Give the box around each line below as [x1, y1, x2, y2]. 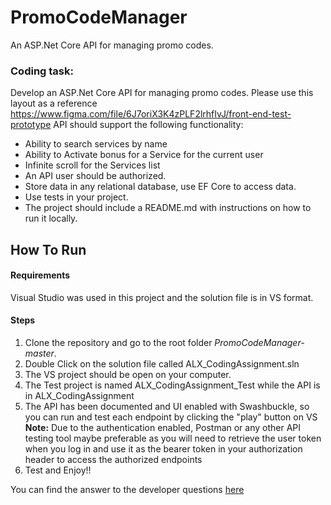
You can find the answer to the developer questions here [10, 484, 245, 496]
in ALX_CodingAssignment [24, 390, 135, 402]
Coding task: [10, 64, 74, 78]
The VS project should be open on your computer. [24, 369, 232, 381]
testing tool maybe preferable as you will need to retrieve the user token [24, 432, 322, 445]
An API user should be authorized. [24, 170, 167, 182]
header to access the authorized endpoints [24, 454, 203, 466]
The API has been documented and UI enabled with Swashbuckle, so [24, 401, 310, 413]
